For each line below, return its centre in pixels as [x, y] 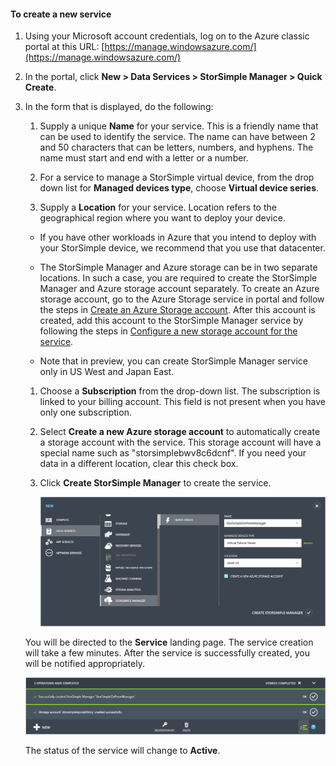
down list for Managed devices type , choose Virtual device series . [179, 188]
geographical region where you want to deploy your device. [162, 218]
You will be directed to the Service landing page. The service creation [169, 642]
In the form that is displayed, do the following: [119, 107]
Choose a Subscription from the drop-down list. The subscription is [180, 391]
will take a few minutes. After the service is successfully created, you [167, 653]
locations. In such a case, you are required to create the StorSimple [178, 278]
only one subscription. [85, 412]
